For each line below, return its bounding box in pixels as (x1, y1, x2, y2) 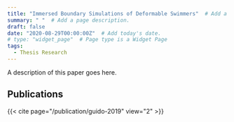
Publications (7, 89, 64, 100)
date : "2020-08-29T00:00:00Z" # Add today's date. (7, 29, 161, 37)
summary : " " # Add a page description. (7, 17, 130, 24)
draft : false (7, 23, 46, 30)
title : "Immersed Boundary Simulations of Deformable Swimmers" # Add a (7, 10, 228, 17)
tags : (7, 43, 23, 49)
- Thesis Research (13, 49, 68, 56)
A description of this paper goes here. (7, 68, 117, 77)
